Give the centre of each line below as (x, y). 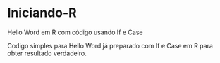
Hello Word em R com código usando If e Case (75, 32)
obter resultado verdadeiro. (47, 53)
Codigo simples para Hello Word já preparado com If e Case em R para (110, 45)
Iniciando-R (42, 13)
